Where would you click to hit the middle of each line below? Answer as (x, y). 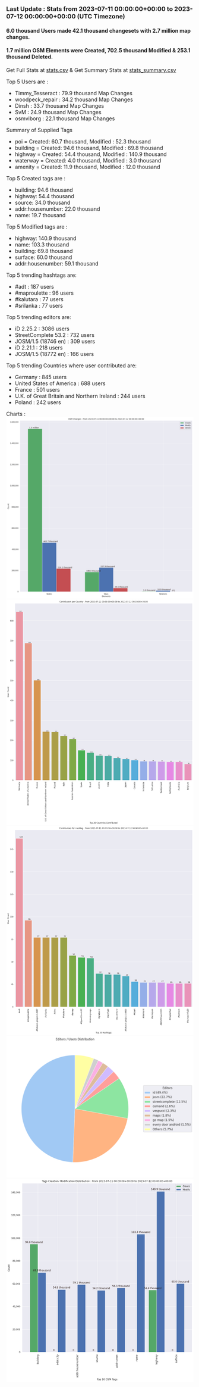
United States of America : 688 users (60, 383)
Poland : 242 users (38, 402)
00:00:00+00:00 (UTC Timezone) (75, 16)
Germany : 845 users (41, 377)
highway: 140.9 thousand (45, 238)
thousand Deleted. (30, 57)
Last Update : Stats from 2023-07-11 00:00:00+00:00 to (90, 9)
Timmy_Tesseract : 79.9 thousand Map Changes (73, 93)
